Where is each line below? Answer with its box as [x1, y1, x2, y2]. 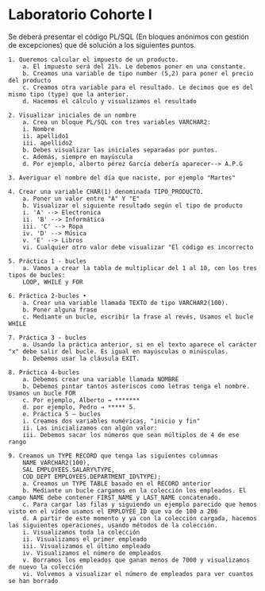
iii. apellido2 [22, 139, 73, 147]
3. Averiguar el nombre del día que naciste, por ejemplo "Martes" [8, 173, 236, 182]
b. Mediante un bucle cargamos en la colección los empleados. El [22, 486, 247, 494]
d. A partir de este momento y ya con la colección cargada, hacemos [22, 514, 258, 522]
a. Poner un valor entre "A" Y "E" [22, 195, 140, 203]
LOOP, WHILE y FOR [22, 278, 83, 286]
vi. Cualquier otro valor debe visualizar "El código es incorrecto [22, 243, 254, 251]
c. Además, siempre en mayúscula [22, 153, 133, 160]
